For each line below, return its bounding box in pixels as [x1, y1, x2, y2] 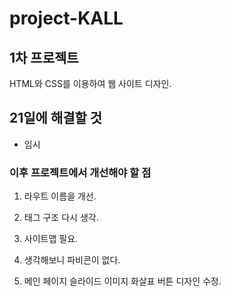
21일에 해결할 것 [9, 110, 103, 127]
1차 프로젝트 [9, 49, 79, 66]
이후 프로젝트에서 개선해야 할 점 [9, 165, 152, 179]
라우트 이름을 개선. [23, 190, 97, 202]
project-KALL [9, 7, 124, 30]
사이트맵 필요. [23, 233, 79, 245]
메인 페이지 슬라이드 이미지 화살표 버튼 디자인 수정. [23, 275, 222, 287]
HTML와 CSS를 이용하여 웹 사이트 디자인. [9, 78, 172, 89]
